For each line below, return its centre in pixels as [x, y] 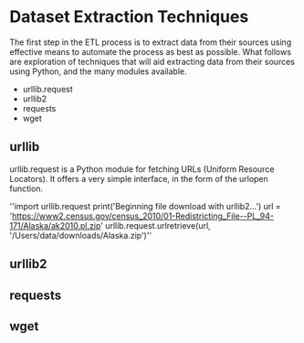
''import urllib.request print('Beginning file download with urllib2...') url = [145, 206]
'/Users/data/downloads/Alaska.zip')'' [81, 235]
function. [26, 188]
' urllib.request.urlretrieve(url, [156, 225]
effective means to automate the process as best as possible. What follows [151, 51]
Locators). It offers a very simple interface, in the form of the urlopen [139, 178]
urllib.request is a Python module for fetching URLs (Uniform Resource [142, 169]
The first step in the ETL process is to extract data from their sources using [151, 42]
